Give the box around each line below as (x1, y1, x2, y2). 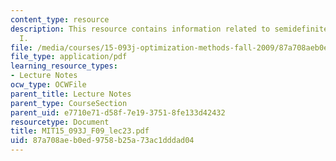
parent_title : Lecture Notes (10, 89, 132, 99)
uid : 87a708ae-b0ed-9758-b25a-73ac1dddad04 (10, 136, 195, 146)
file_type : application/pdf (10, 52, 128, 62)
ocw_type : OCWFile (10, 80, 87, 90)
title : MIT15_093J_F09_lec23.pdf (10, 126, 150, 136)
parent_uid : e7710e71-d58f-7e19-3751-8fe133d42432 (10, 107, 226, 118)
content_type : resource (10, 14, 110, 25)
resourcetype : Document (10, 117, 110, 127)
